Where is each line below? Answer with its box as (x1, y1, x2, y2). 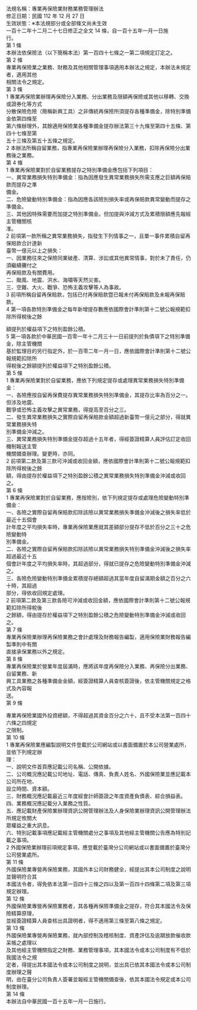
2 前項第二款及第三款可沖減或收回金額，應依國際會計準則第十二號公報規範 (6, 457, 186, 465)
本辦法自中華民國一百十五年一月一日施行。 (6, 998, 109, 1005)
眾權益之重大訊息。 (6, 822, 53, 829)
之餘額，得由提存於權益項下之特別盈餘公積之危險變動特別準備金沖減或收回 (6, 612, 186, 618)
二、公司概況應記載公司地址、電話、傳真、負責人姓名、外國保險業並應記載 (6, 771, 186, 777)
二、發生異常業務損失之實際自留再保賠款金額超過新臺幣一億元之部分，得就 (6, 414, 186, 421)
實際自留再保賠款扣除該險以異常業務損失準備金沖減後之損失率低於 (31, 509, 191, 516)
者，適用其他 (6, 71, 37, 78)
